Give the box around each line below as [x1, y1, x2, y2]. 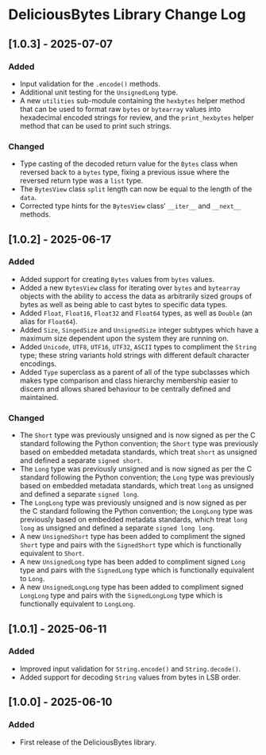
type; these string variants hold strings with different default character [19, 350, 250, 360]
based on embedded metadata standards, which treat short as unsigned [19, 447, 257, 457]
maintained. [19, 392, 59, 402]
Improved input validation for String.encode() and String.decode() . [19, 664, 241, 673]
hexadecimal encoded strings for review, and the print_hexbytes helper [19, 113, 254, 122]
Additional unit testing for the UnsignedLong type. [19, 87, 179, 97]
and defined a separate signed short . [19, 456, 143, 465]
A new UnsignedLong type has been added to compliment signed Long [19, 557, 246, 567]
